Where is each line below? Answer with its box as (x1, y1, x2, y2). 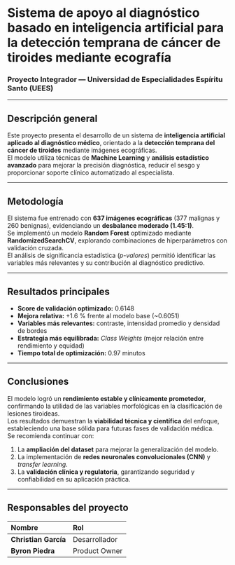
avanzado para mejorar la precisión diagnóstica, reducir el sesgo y (7, 161, 201, 170)
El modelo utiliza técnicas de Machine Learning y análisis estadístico (7, 154, 210, 162)
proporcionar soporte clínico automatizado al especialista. (7, 168, 175, 177)
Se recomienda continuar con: (7, 431, 94, 440)
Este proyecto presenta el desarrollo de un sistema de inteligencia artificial (7, 131, 226, 139)
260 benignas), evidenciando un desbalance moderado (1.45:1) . (7, 222, 194, 230)
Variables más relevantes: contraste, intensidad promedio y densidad (17, 319, 220, 327)
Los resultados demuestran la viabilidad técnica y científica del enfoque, (7, 416, 220, 425)
